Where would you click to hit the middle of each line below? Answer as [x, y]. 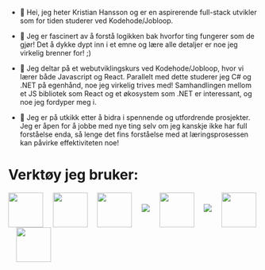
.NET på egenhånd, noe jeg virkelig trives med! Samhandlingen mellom [136, 85]
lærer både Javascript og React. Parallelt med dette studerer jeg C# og [135, 77]
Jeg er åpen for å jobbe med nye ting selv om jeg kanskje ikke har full [133, 126]
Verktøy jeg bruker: [73, 175]
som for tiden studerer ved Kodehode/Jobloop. [96, 21]
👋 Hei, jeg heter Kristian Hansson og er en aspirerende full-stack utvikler [138, 12]
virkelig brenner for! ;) [55, 53]
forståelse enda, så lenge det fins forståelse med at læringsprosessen [134, 134]
